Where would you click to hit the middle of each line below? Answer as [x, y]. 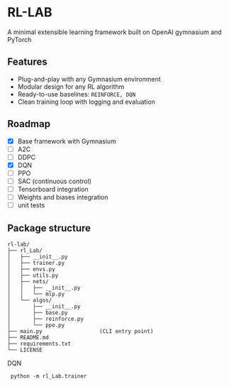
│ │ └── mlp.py [36, 294]
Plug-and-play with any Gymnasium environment [89, 79]
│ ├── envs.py [31, 269]
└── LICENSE [25, 350]
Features [27, 62]
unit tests [31, 205]
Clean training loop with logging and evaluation [86, 102]
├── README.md [28, 337]
